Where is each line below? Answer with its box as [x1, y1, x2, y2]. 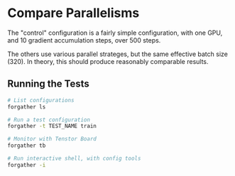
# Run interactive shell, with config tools [7, 155, 141, 162]
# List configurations [7, 97, 75, 104]
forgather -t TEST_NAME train [7, 123, 97, 130]
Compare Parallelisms [7, 5, 140, 21]
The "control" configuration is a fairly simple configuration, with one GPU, [7, 28, 223, 37]
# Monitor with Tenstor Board [7, 136, 97, 143]
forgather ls [7, 103, 46, 111]
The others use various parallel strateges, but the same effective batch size [7, 50, 229, 58]
